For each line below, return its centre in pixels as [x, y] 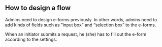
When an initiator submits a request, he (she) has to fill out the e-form [76, 34]
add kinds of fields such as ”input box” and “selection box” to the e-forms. [81, 25]
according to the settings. [31, 39]
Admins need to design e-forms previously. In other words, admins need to [81, 19]
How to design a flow [38, 8]
